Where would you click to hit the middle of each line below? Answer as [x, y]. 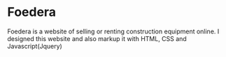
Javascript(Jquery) [35, 46]
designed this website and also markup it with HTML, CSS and [97, 38]
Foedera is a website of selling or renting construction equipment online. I [113, 31]
